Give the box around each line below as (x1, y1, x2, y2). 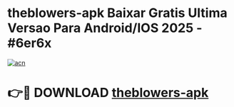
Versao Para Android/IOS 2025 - (7, 20, 203, 36)
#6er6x (7, 35, 52, 51)
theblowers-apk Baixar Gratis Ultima (7, 5, 228, 21)
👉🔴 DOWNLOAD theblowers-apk (7, 85, 209, 101)
